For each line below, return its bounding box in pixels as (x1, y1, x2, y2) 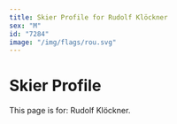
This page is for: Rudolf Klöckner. (9, 105, 131, 116)
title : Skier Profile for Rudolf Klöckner (9, 12, 168, 22)
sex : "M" (9, 21, 42, 30)
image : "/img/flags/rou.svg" (9, 37, 117, 47)
